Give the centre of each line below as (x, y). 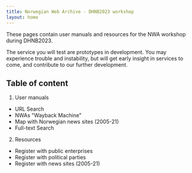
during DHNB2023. (29, 40)
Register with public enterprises (54, 151)
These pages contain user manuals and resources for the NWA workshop (96, 34)
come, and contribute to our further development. (67, 65)
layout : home (22, 17)
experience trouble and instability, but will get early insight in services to (95, 58)
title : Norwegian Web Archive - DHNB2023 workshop (70, 12)
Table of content (37, 83)
